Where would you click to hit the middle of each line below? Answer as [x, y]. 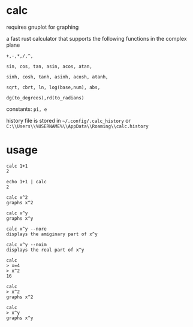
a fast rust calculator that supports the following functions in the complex [96, 38]
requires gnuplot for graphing [43, 27]
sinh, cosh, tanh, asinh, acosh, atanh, [58, 77]
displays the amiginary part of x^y [52, 234]
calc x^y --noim [26, 244]
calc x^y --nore [26, 229]
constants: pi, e [27, 109]
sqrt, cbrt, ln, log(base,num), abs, [53, 87]
